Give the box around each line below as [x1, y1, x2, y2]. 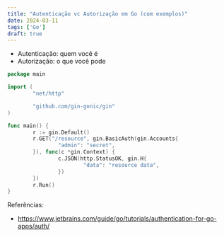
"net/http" [33, 90, 65, 97]
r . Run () [33, 181, 55, 188]
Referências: [7, 201, 45, 209]
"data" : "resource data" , [83, 161, 160, 168]
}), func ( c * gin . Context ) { [33, 149, 115, 156]
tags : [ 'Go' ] [7, 23, 46, 30]
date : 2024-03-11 [7, 17, 59, 24]
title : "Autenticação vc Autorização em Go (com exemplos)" [7, 10, 189, 18]
